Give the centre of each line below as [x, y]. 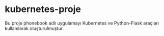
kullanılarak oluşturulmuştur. [34, 28]
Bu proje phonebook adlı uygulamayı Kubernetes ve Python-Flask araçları [82, 23]
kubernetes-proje [43, 9]
